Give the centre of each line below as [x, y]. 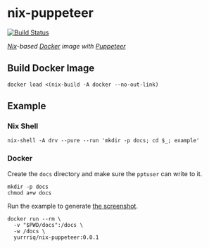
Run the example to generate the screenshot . [73, 206]
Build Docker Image [51, 68]
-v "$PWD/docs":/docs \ [48, 225]
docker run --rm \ [34, 219]
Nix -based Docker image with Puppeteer [66, 46]
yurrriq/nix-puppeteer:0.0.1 [56, 237]
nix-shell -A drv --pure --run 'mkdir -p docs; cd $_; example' [103, 141]
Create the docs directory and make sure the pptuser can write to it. [105, 173]
